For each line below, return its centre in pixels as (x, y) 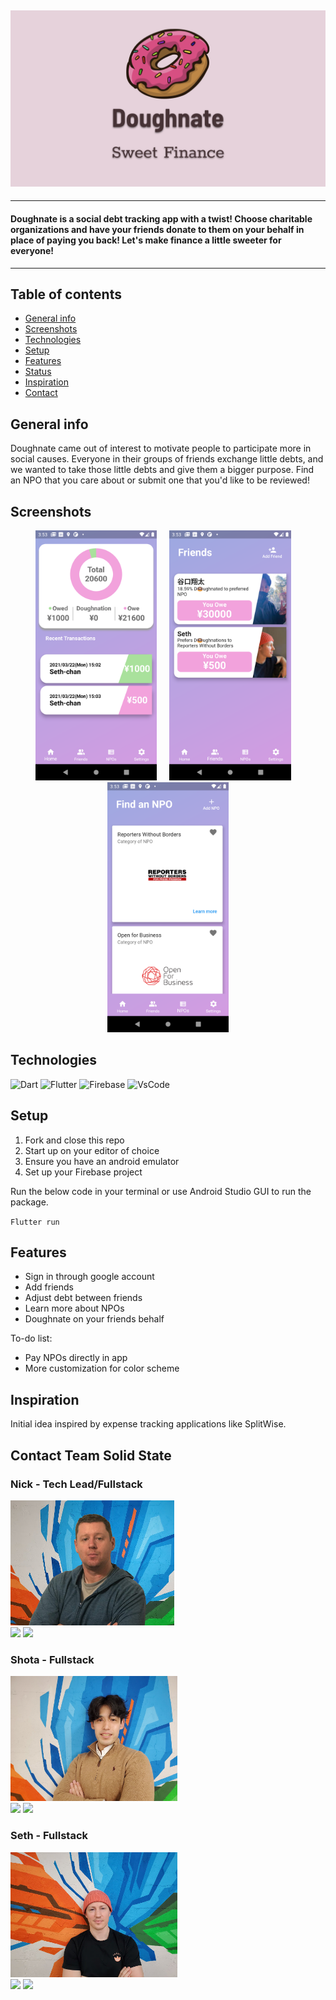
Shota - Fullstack (52, 1659)
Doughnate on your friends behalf (94, 1319)
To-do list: (31, 1338)
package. (29, 1202)
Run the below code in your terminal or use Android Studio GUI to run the (161, 1191)
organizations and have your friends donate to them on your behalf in (157, 229)
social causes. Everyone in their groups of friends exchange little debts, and (167, 459)
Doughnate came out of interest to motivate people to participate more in (161, 448)
